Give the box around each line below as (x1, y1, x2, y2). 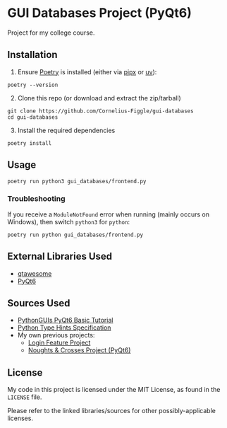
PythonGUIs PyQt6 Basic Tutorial (17, 316, 114, 325)
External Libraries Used (7, 250, 113, 262)
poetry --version (7, 81, 59, 88)
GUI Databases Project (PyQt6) (7, 5, 192, 21)
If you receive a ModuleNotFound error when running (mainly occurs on (7, 210, 210, 219)
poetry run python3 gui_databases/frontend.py (7, 178, 147, 185)
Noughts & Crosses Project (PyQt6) (27, 346, 131, 354)
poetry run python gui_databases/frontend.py (7, 231, 143, 238)
